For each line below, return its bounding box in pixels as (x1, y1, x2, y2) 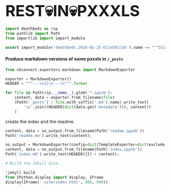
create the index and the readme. (5, 118, 75, 124)
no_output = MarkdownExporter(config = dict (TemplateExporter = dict (5, 142, 147, 147)
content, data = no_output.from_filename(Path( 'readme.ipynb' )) (5, 128, 145, 133)
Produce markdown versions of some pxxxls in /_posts (5, 56, 124, 62)
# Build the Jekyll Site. (5, 161, 60, 166)
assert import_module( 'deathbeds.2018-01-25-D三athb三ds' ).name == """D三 (5, 45, 165, 50)
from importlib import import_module (5, 36, 85, 41)
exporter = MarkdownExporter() (5, 76, 72, 82)
